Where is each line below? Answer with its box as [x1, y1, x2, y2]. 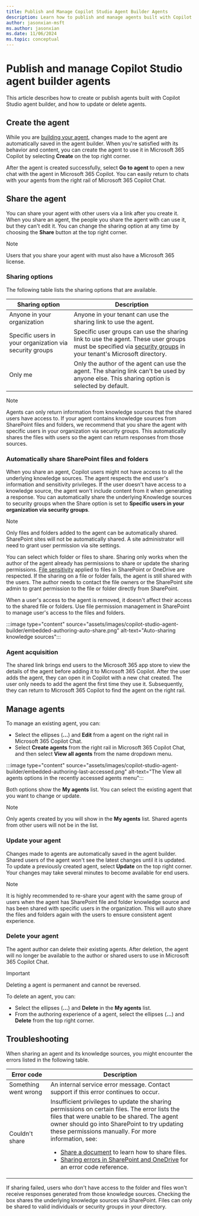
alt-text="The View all [128, 768, 182, 776]
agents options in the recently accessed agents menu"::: [6, 774, 144, 782]
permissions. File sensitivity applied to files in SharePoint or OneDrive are [6, 566, 185, 574]
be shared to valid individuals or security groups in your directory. [6, 1203, 167, 1210]
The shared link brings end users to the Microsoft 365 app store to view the [6, 661, 191, 669]
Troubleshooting [6, 1034, 69, 1044]
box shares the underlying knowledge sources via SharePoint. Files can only [6, 1196, 192, 1204]
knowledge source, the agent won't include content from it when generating [6, 487, 192, 494]
